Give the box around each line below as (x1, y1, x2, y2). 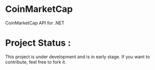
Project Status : (5, 37, 71, 49)
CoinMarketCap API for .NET (5, 20, 64, 26)
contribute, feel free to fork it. (5, 59, 66, 65)
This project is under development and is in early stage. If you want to (5, 54, 150, 60)
